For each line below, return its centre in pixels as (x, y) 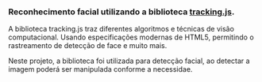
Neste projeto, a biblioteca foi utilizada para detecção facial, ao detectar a (129, 61)
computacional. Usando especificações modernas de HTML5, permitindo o (131, 37)
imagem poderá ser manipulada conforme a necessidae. (100, 69)
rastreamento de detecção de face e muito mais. (88, 46)
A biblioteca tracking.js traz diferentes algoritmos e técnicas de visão (121, 29)
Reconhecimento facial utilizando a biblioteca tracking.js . (121, 12)
